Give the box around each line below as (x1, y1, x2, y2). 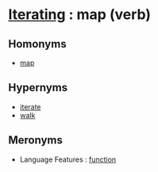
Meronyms (8, 133, 64, 147)
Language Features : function (19, 155, 117, 164)
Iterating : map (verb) (8, 6, 152, 24)
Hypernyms (8, 81, 68, 94)
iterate (19, 101, 41, 112)
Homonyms (8, 37, 67, 51)
